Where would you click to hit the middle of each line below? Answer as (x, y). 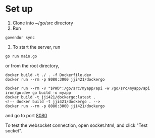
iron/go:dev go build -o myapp (38, 93)
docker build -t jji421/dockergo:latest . (50, 97)
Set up (19, 9)
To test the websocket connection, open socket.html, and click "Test (76, 125)
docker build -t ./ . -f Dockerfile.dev (48, 75)
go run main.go (21, 56)
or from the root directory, (32, 65)
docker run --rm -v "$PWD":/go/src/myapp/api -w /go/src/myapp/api (78, 88)
